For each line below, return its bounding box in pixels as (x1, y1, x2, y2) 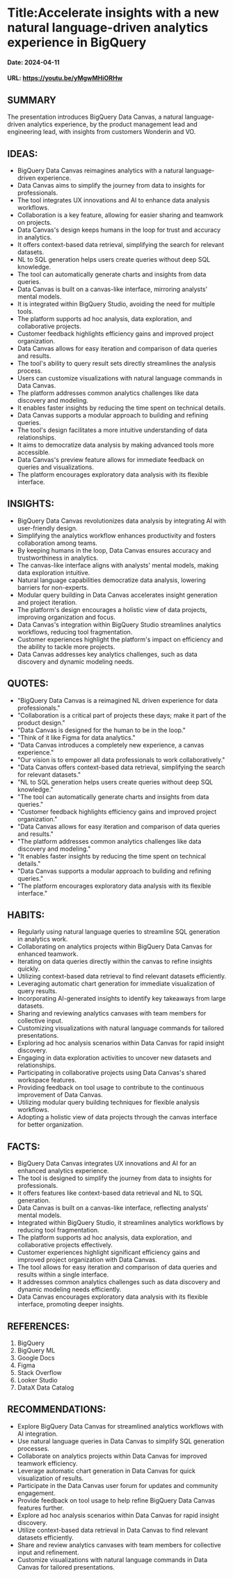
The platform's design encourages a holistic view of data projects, (17, 605, 207, 613)
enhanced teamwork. (17, 950, 79, 958)
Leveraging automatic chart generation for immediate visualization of (17, 979, 216, 988)
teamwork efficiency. (17, 1459, 78, 1467)
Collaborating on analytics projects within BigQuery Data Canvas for (17, 942, 213, 951)
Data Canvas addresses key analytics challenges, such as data (17, 650, 198, 658)
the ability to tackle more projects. (17, 642, 115, 650)
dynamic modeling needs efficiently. (17, 1286, 122, 1294)
